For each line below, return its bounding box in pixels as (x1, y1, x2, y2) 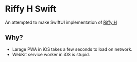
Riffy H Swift (5, 3, 57, 15)
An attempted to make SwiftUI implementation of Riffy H (5, 19, 117, 25)
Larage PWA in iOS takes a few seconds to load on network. (12, 46, 133, 52)
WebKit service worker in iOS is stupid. (12, 51, 90, 57)
